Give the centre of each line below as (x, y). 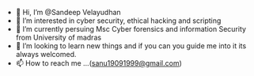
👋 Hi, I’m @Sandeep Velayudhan (68, 12)
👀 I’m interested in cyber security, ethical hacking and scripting (118, 21)
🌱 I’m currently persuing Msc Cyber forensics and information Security (131, 29)
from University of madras (58, 37)
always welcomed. (46, 54)
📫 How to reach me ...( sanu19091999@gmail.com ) (99, 63)
